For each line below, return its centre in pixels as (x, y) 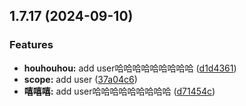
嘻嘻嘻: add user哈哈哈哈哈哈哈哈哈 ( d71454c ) (119, 91)
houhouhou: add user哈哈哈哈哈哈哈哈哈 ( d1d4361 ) (130, 68)
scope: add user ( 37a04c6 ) (80, 79)
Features (31, 45)
